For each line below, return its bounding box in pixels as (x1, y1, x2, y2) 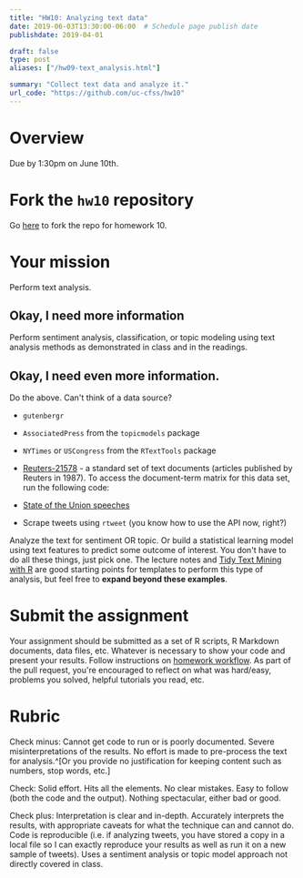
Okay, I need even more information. (9, 368, 220, 383)
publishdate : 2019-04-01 (9, 30, 104, 39)
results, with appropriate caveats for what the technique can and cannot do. (9, 820, 294, 831)
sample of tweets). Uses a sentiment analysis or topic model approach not (9, 849, 288, 860)
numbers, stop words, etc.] (9, 765, 111, 776)
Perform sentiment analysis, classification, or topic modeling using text (9, 332, 276, 343)
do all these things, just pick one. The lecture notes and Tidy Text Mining (9, 554, 282, 565)
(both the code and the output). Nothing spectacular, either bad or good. (9, 792, 282, 803)
